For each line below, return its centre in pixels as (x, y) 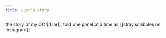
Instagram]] (18, 30)
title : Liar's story (27, 10)
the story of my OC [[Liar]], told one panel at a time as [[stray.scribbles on (83, 24)
